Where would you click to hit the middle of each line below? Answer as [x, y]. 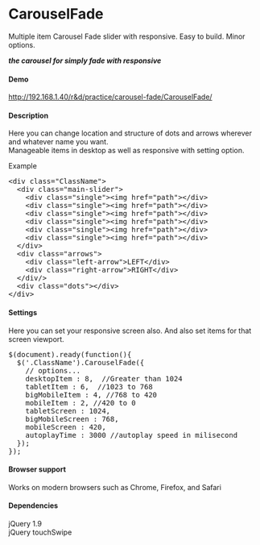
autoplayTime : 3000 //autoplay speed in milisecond [132, 435]
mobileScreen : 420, [66, 427]
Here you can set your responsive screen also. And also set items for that [130, 331]
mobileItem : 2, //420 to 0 [80, 403]
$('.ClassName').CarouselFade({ [80, 362]
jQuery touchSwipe [40, 532]
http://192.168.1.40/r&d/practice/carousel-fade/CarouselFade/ [110, 97]
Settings [23, 312]
